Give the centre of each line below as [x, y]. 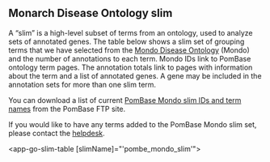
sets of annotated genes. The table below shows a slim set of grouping [127, 41]
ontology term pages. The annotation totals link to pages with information [131, 67]
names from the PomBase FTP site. [67, 109]
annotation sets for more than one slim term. [82, 84]
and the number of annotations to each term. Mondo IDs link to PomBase [130, 58]
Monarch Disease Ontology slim [91, 13]
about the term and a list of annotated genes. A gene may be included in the [135, 75]
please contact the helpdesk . [57, 133]
